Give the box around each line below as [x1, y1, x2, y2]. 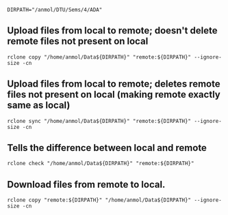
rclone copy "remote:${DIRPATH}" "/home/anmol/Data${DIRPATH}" [7, 197, 192, 204]
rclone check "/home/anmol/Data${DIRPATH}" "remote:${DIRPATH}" [7, 160, 194, 167]
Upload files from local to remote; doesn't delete [7, 25, 218, 37]
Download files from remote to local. [7, 178, 166, 190]
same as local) [7, 100, 71, 111]
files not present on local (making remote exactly [7, 89, 220, 100]
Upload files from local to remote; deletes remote [7, 78, 220, 90]
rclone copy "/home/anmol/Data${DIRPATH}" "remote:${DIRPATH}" [7, 53, 192, 61]
